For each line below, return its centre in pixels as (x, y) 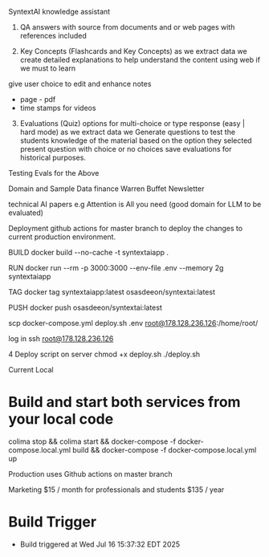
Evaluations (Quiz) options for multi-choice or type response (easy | (132, 123)
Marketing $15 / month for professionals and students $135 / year (116, 490)
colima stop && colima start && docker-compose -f (92, 441)
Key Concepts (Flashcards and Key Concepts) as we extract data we (133, 51)
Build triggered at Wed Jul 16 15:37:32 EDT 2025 (100, 544)
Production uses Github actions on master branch (90, 474)
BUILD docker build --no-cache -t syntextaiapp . (89, 252)
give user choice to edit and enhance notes (80, 84)
